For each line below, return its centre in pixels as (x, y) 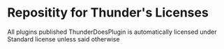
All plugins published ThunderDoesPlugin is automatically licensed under (112, 32)
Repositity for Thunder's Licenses (108, 13)
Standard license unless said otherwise (64, 39)
